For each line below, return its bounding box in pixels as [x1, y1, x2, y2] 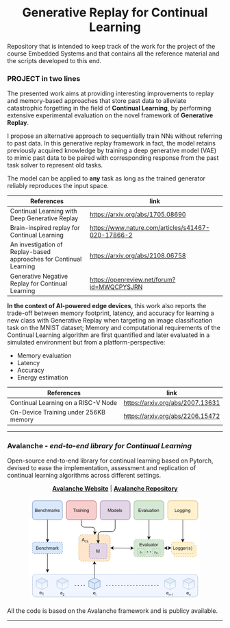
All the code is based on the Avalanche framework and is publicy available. [7, 606, 218, 615]
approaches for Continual [10, 255, 82, 264]
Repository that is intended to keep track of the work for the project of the [7, 42, 216, 50]
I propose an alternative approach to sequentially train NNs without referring [7, 132, 222, 140]
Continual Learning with [10, 207, 77, 215]
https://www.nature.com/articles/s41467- [89, 224, 210, 232]
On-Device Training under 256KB [10, 408, 106, 417]
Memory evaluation [16, 351, 72, 360]
